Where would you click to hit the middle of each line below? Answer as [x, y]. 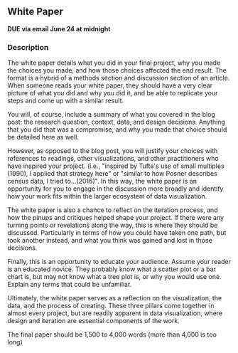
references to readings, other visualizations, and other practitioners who [113, 159]
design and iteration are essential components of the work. [93, 321]
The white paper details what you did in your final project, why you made [114, 63]
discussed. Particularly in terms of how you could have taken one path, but [117, 233]
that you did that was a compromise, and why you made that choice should [117, 130]
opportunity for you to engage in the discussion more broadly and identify [115, 189]
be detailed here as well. [43, 137]
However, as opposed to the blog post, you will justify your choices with [113, 151]
